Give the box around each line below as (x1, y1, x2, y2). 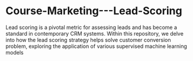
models (5, 49, 24, 56)
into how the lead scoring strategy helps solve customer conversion (5, 36, 171, 43)
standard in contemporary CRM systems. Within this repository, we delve (5, 30, 184, 37)
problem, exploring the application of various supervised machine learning (5, 43, 188, 50)
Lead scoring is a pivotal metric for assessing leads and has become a (5, 24, 178, 31)
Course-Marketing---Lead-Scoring (5, 4, 182, 18)
